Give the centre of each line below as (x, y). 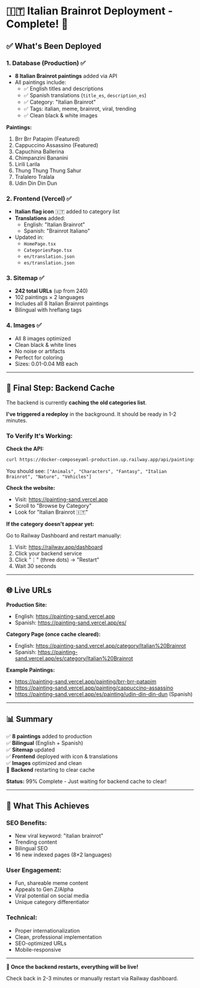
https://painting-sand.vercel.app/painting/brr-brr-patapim (85, 681)
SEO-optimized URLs (40, 943)
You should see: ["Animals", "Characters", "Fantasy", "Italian (87, 471)
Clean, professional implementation (58, 937)
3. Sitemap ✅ (25, 278)
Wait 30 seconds (35, 566)
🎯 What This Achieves (48, 806)
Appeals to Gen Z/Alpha (44, 890)
